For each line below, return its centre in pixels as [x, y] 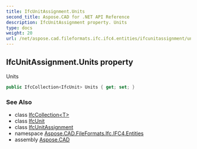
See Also [19, 102]
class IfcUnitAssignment [44, 127]
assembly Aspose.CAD [42, 139]
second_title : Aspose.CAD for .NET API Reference [68, 17]
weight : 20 [19, 33]
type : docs [19, 28]
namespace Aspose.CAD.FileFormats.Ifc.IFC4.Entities [79, 133]
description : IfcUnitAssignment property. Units [67, 22]
